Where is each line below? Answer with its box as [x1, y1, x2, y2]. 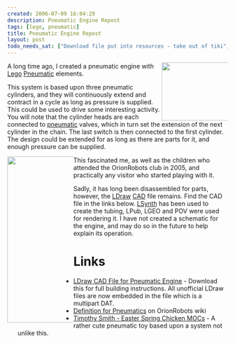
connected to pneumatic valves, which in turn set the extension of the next [7, 120, 223, 128]
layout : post [7, 36, 45, 43]
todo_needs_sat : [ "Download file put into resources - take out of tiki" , [7, 43, 230, 50]
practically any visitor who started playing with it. [73, 171, 215, 179]
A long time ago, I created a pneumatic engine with [7, 62, 154, 70]
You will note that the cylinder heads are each [7, 113, 139, 121]
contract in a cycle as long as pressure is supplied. [7, 98, 154, 106]
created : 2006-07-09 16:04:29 [7, 10, 96, 17]
